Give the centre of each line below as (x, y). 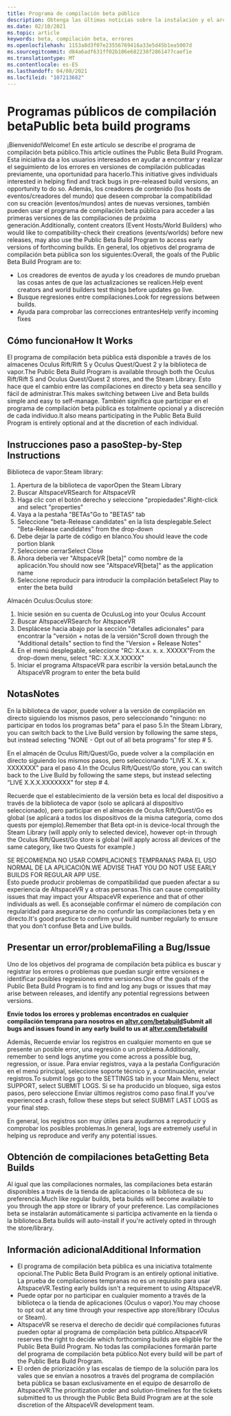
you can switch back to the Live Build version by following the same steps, (112, 732)
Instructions (34, 455)
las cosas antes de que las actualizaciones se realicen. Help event (110, 283)
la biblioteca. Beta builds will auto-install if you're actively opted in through (112, 1221)
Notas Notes (33, 694)
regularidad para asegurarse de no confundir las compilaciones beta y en (111, 911)
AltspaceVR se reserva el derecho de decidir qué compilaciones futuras (119, 1325)
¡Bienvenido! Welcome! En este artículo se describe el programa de (101, 145)
